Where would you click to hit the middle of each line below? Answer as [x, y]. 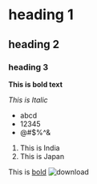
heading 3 [28, 67]
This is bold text [35, 84]
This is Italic [28, 100]
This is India [40, 148]
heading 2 [34, 44]
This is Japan [42, 156]
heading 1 [41, 15]
